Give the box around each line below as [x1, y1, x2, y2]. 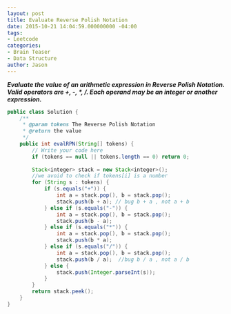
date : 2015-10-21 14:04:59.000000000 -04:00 [7, 23, 137, 30]
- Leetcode [7, 36, 39, 43]
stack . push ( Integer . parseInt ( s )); [56, 268, 156, 276]
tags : [7, 29, 23, 37]
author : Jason [7, 61, 48, 68]
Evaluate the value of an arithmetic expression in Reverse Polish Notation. [7, 80, 225, 88]
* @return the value [22, 128, 81, 135]
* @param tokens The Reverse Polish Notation [22, 121, 156, 128]
